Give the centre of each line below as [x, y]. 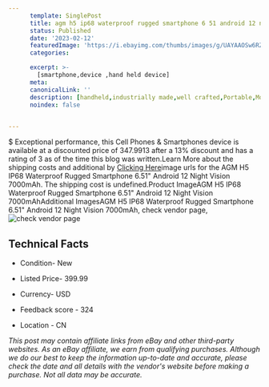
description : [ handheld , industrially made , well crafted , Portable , [143, 97]
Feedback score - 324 [56, 309]
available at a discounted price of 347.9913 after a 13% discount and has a [131, 151]
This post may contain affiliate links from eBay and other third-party [121, 341]
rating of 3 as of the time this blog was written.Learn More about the [121, 159]
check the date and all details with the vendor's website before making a [129, 366]
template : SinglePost [66, 16]
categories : [49, 53]
